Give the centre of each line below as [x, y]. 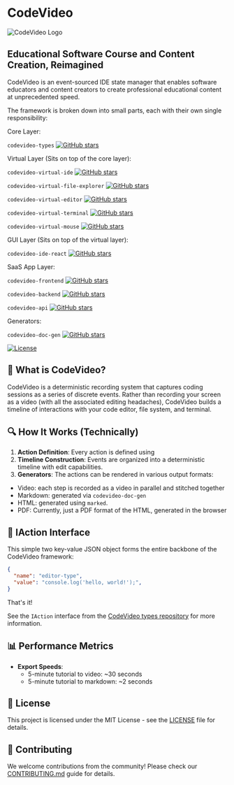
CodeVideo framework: [41, 556]
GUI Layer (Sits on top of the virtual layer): [68, 240]
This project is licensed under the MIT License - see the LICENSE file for [111, 720]
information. [25, 623]
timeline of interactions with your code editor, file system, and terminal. [109, 409]
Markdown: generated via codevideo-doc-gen [82, 496]
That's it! [20, 602]
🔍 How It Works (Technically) [73, 432]
